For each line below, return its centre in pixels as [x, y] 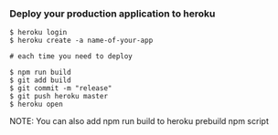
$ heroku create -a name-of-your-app [81, 41]
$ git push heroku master [59, 97]
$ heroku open [37, 104]
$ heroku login [38, 33]
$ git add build [40, 80]
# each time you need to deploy [71, 57]
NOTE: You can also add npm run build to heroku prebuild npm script [139, 121]
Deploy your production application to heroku [112, 14]
